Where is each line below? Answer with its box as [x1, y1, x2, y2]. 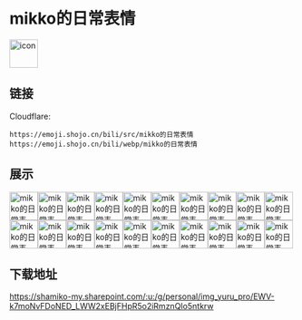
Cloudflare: [9, 111, 52, 121]
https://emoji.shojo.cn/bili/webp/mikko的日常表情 [9, 140, 198, 149]
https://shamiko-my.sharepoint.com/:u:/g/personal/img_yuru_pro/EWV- [9, 291, 275, 302]
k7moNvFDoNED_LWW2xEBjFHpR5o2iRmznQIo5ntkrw [9, 301, 214, 312]
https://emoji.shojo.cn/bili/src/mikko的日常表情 [9, 130, 194, 139]
